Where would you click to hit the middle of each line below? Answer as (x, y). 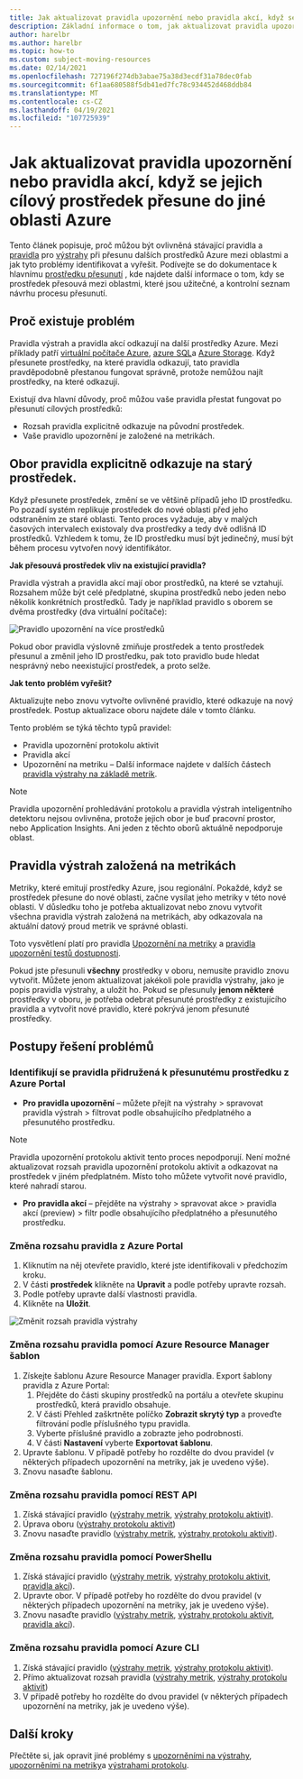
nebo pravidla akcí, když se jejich (136, 182)
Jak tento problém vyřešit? (61, 683)
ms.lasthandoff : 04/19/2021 (62, 110)
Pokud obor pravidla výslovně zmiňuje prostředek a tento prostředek (137, 646)
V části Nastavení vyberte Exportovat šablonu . (124, 1443)
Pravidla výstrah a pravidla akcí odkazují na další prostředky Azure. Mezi (144, 343)
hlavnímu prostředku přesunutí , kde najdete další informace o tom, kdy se (147, 274)
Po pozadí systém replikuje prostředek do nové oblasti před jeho (129, 509)
